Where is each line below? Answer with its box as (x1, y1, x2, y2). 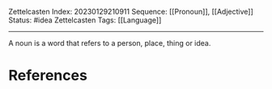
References (8, 67, 87, 85)
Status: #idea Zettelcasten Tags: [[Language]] (8, 15, 162, 25)
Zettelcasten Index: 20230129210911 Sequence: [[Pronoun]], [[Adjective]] (8, 7, 253, 16)
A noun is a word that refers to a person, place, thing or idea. (8, 38, 211, 47)
